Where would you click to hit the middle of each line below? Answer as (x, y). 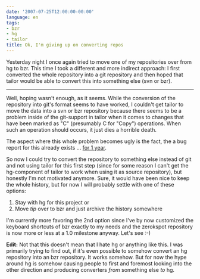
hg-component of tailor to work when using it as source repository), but (94, 172)
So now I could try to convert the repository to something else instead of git (99, 159)
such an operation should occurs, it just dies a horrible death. (81, 129)
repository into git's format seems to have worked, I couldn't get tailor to (95, 104)
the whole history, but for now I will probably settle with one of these (90, 184)
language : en (22, 17)
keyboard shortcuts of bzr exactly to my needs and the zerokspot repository (100, 227)
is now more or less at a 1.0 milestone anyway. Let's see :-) (78, 232)
